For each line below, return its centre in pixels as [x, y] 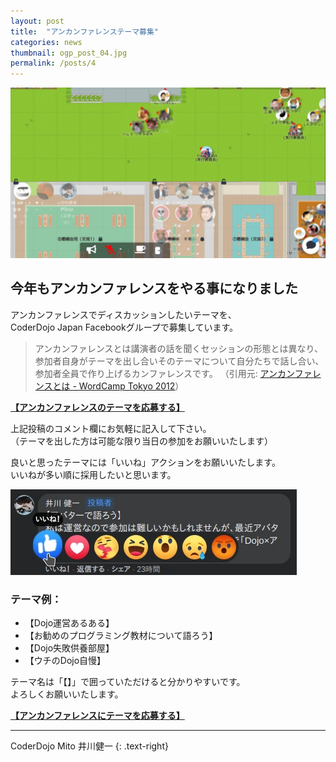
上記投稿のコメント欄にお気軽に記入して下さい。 [111, 428]
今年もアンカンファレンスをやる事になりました [154, 288]
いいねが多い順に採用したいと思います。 [93, 474]
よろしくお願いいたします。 [67, 694]
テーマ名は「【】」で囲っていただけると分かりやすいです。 [128, 681]
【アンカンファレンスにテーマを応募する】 [97, 715]
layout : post [37, 21]
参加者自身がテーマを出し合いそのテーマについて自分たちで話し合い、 [179, 361]
